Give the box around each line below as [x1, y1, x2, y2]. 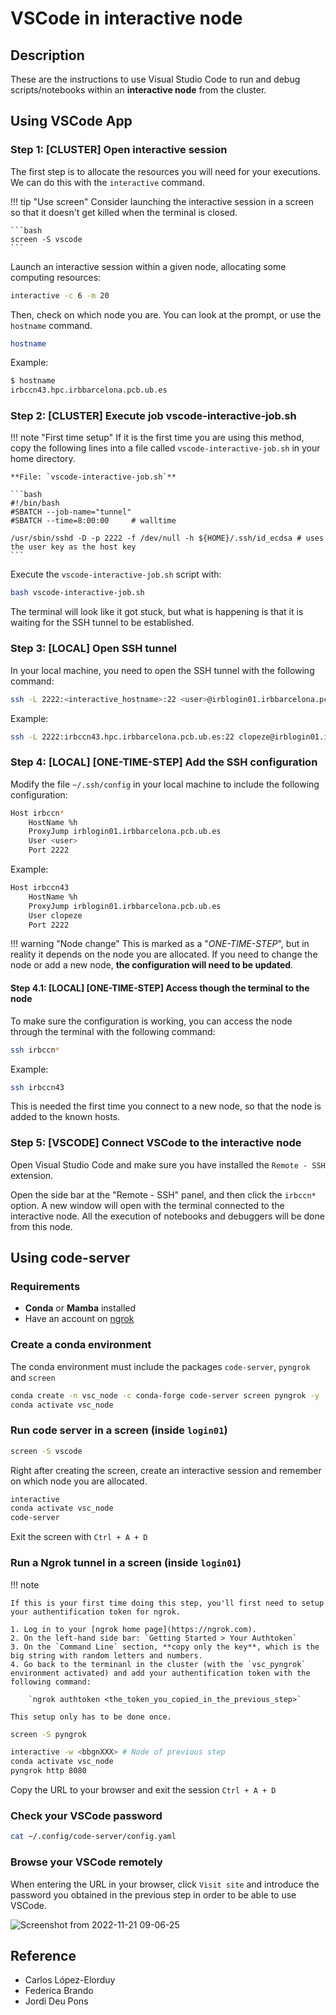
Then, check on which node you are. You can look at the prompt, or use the [10, 308, 322, 321]
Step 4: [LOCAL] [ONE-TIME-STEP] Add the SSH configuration [10, 755, 318, 769]
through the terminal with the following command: [10, 1025, 216, 1037]
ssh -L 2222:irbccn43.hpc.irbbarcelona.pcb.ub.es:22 [10, 732, 235, 742]
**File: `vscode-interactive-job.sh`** [10, 472, 177, 482]
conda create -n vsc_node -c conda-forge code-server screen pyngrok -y [10, 1390, 320, 1401]
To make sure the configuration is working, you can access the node [10, 1015, 293, 1027]
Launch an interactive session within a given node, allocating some [10, 260, 287, 272]
